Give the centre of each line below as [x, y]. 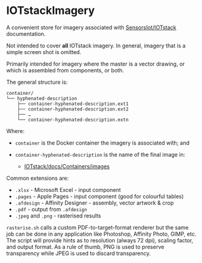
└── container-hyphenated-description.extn [73, 120]
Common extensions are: [38, 178]
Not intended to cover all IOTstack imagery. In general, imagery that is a [96, 46]
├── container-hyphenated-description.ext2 [73, 109]
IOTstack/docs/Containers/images [67, 166]
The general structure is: [37, 82]
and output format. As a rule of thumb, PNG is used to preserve [86, 247]
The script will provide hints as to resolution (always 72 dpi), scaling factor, [100, 240]
